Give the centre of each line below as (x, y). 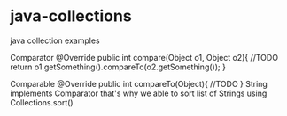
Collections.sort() (42, 102)
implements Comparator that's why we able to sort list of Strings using (139, 93)
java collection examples (55, 40)
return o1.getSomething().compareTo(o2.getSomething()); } (118, 67)
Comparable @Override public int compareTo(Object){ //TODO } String (139, 83)
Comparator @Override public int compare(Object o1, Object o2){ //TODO (144, 57)
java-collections (71, 16)
